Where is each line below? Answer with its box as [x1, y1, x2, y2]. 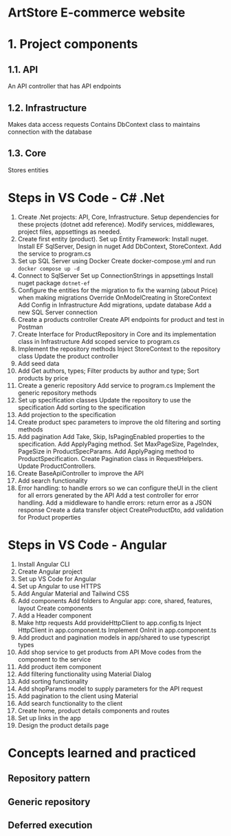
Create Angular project [17, 567, 83, 575]
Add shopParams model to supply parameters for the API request [17, 684, 203, 693]
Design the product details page [17, 721, 109, 729]
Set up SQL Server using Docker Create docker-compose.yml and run [17, 256, 216, 265]
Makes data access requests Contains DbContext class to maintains [8, 121, 201, 128]
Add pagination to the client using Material [17, 691, 138, 700]
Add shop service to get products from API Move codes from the [17, 648, 202, 656]
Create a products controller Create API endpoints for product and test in [17, 315, 225, 323]
